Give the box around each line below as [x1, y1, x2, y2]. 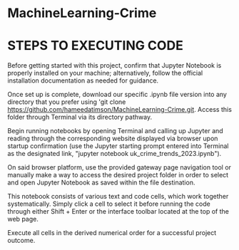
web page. [7, 215, 39, 224]
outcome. [7, 236, 36, 245]
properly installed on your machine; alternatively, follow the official [7, 69, 203, 78]
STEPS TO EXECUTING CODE [7, 38, 183, 54]
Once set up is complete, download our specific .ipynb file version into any [7, 90, 227, 99]
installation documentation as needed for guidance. [7, 76, 159, 85]
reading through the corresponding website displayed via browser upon [7, 134, 218, 143]
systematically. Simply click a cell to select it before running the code [7, 199, 210, 208]
